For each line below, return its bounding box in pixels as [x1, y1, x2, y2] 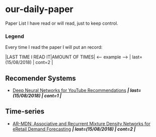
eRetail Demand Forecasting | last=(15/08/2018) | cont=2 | [12, 126, 136, 132]
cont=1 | [44, 93, 62, 99]
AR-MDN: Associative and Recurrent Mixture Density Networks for [12, 120, 151, 126]
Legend [5, 33, 24, 40]
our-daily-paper [5, 4, 74, 15]
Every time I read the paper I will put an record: [5, 44, 103, 50]
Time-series [5, 107, 45, 116]
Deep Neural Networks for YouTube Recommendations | [12, 87, 129, 94]
